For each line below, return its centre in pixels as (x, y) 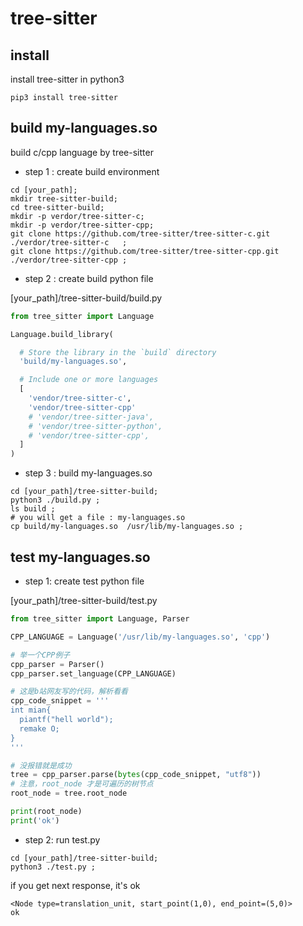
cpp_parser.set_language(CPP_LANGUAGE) (93, 673)
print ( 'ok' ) (35, 820)
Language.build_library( (62, 334)
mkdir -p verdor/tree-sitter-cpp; (82, 225)
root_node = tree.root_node (69, 793)
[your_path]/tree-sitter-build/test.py (84, 600)
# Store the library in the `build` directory (118, 352)
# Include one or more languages (89, 380)
